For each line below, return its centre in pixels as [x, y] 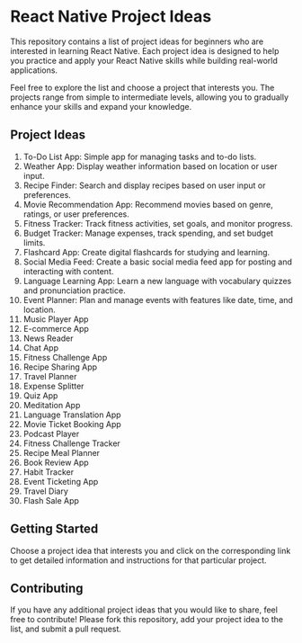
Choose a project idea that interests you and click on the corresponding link [151, 550]
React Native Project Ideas [111, 17]
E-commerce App [56, 328]
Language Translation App [72, 415]
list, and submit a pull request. [66, 629]
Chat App [41, 347]
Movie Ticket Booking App [72, 424]
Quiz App [40, 395]
